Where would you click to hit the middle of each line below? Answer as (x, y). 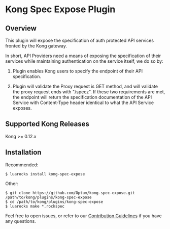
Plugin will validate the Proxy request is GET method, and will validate (85, 86)
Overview (21, 28)
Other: (12, 183)
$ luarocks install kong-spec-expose (45, 174)
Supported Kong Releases (47, 124)
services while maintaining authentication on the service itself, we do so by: (84, 61)
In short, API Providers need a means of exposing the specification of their (83, 56)
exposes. (22, 108)
